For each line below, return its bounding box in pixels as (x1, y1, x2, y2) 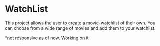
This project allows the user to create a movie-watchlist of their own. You (5, 20, 156, 26)
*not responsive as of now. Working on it (5, 35, 89, 41)
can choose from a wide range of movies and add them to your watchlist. (5, 25, 156, 31)
